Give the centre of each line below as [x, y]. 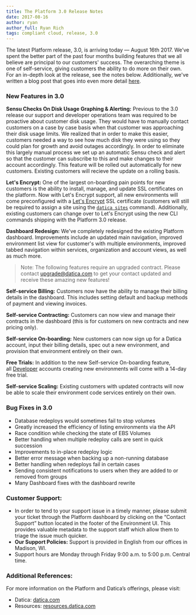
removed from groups [41, 476]
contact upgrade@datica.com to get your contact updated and [96, 274]
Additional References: [39, 576]
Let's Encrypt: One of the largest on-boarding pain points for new [86, 183]
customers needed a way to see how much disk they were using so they [93, 140]
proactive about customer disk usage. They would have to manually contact [97, 121]
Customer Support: [34, 498]
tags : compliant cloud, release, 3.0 [52, 33]
